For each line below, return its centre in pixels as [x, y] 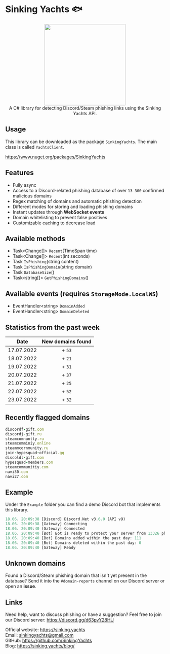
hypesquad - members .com [29, 462]
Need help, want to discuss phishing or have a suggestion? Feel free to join [83, 614]
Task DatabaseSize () [33, 272]
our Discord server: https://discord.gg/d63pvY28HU [59, 620]
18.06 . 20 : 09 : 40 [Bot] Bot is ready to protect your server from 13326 [82, 533]
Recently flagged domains [48, 418]
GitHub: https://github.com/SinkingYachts [49, 640]
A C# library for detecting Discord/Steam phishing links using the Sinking [85, 108]
